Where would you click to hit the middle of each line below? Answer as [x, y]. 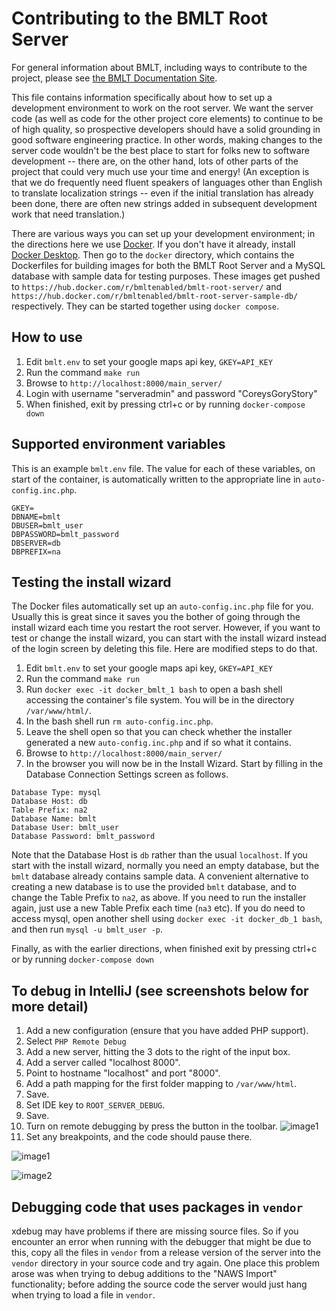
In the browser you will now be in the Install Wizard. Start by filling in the [174, 764]
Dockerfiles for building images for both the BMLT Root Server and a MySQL [168, 265]
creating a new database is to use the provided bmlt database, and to [154, 887]
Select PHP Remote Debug [76, 1041]
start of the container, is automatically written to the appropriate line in [156, 479]
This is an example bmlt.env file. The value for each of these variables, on [163, 468]
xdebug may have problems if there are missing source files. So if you [155, 1231]
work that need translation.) [68, 214]
